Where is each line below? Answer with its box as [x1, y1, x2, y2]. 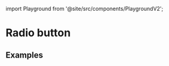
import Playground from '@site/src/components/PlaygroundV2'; [5, 5, 164, 12]
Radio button [5, 26, 71, 40]
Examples [5, 50, 43, 60]
